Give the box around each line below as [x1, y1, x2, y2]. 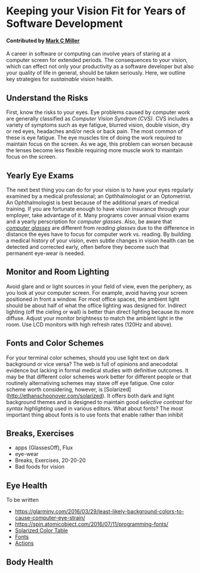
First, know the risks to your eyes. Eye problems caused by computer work [6, 109, 190, 116]
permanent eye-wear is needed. [6, 249, 85, 257]
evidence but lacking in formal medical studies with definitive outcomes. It [6, 366, 189, 374]
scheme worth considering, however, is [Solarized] [6, 386, 131, 393]
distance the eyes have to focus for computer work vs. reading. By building [6, 231, 191, 238]
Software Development [6, 17, 124, 30]
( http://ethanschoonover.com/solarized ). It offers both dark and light [6, 392, 174, 399]
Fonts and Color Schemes [6, 338, 104, 349]
